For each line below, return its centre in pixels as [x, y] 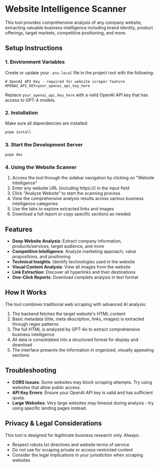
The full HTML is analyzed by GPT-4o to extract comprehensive [76, 329]
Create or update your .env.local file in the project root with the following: [79, 73]
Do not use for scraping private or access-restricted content [72, 449]
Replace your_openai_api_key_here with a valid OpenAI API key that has [77, 95]
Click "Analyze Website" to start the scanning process [66, 193]
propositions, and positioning [41, 257]
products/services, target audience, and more [58, 246]
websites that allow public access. [46, 387]
